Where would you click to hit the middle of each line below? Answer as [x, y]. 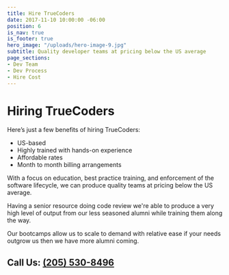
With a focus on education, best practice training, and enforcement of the [110, 178]
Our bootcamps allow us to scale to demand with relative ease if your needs [114, 234]
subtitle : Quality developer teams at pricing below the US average [107, 52]
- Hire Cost [24, 77]
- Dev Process [27, 70]
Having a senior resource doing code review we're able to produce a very [110, 206]
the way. [19, 220]
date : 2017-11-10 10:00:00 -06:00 [56, 20]
